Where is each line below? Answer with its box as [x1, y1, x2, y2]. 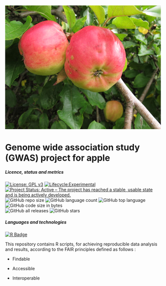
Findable [12, 256, 31, 262]
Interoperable [12, 275, 40, 281]
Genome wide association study [5, 142, 140, 153]
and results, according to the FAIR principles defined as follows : [5, 246, 136, 252]
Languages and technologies [5, 219, 67, 225]
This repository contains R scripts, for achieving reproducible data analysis [5, 241, 158, 247]
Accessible [12, 266, 35, 272]
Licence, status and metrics [5, 169, 64, 175]
